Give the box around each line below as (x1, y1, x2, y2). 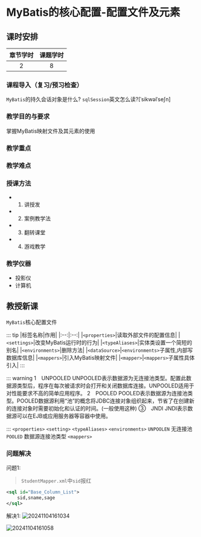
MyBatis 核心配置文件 (6, 318, 57, 326)
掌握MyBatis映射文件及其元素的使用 (6, 127, 95, 134)
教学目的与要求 (6, 113, 50, 121)
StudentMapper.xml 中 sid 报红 (21, 477, 92, 484)
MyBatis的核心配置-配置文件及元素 (6, 5, 180, 19)
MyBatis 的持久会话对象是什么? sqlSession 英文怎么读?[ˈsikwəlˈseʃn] (6, 96, 171, 103)
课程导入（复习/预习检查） (6, 81, 83, 89)
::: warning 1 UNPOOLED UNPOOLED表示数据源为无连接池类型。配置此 (6, 374, 187, 381)
